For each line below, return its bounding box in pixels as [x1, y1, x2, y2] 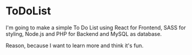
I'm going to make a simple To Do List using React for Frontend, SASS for [5, 24, 187, 31]
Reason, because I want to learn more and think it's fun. [5, 42, 144, 49]
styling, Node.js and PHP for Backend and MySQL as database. [5, 30, 162, 37]
